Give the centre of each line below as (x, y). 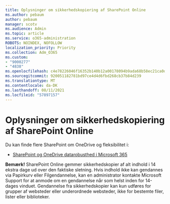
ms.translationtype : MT (30, 81)
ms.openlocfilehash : (27, 72)
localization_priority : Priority (40, 48)
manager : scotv (21, 24)
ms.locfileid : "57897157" (32, 95)
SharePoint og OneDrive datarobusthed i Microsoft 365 (70, 155)
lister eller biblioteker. (28, 197)
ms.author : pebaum (25, 15)
